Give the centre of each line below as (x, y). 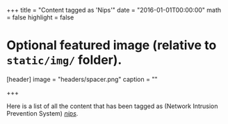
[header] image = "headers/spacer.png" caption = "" (82, 79)
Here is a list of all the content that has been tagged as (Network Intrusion (112, 106)
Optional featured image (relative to (112, 45)
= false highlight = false (40, 17)
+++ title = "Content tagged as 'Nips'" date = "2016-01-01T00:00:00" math (114, 10)
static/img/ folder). (64, 60)
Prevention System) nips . (42, 113)
